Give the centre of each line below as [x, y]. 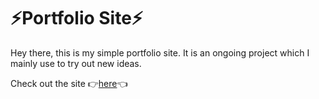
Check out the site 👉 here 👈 [69, 83]
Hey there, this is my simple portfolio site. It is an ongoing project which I [160, 52]
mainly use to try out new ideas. [76, 63]
